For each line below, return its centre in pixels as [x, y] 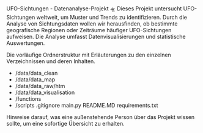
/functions [28, 99]
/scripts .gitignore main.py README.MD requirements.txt [87, 105]
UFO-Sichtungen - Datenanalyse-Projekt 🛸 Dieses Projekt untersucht [94, 9]
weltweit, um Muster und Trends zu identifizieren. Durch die [112, 17]
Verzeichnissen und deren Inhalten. [51, 61]
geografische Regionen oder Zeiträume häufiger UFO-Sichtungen [89, 30]
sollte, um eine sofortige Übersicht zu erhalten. [66, 124]
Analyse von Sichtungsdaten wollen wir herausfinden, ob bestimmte [92, 24]
